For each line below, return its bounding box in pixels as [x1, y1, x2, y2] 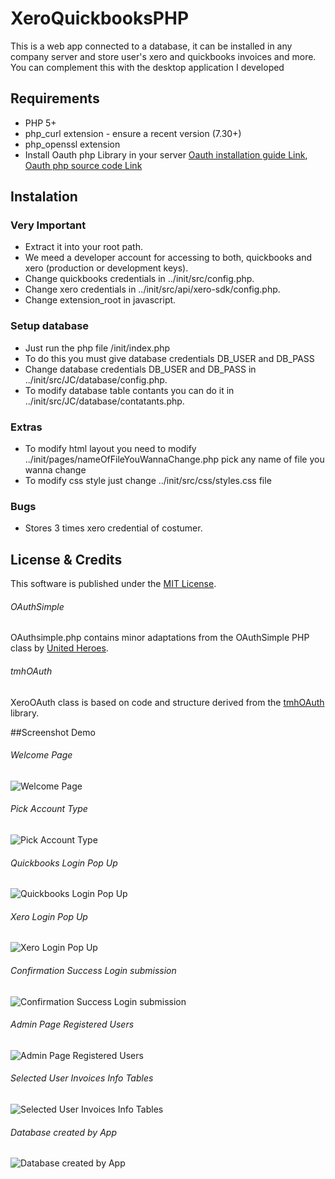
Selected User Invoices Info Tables [10, 1072, 154, 1084]
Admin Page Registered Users [10, 1018, 135, 1031]
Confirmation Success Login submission [10, 964, 177, 976]
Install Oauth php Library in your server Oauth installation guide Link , [24, 148, 308, 161]
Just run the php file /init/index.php [24, 342, 171, 354]
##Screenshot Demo [10, 726, 96, 738]
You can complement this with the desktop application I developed [10, 61, 285, 73]
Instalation [10, 188, 78, 206]
